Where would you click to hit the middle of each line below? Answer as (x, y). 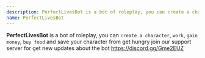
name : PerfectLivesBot (35, 18)
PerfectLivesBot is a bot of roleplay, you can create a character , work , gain (102, 35)
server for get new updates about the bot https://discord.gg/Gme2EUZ (95, 48)
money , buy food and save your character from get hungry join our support (99, 42)
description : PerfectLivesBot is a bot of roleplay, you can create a (98, 12)
